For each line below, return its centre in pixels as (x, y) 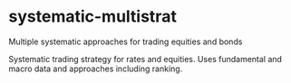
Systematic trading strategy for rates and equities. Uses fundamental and (145, 59)
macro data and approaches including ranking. (96, 69)
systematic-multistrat (93, 17)
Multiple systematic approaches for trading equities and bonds (126, 41)
